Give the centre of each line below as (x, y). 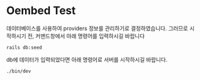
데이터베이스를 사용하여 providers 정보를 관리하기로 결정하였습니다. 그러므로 (97, 28)
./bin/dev (19, 71)
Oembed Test (41, 11)
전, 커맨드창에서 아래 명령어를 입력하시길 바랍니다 (86, 36)
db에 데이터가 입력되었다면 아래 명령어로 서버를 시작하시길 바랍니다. (87, 59)
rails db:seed (24, 47)
